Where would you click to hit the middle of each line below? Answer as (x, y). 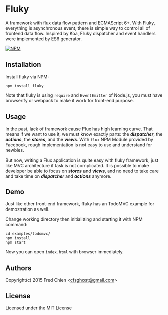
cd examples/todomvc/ (28, 234)
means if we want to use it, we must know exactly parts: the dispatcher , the (84, 134)
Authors (18, 268)
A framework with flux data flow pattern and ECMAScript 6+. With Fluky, (80, 23)
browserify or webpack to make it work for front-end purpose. (70, 100)
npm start (16, 243)
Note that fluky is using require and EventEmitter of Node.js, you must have (84, 95)
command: (16, 225)
